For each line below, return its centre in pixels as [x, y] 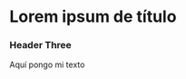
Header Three [41, 45]
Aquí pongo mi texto [47, 64]
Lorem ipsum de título [93, 17]
